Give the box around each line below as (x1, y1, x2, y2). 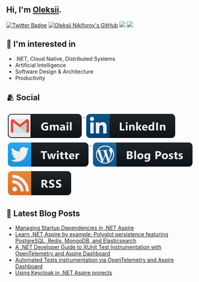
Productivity (14, 74, 45, 81)
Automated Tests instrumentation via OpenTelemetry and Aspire (14, 256, 174, 264)
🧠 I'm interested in (6, 39, 76, 49)
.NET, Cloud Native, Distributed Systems (14, 55, 116, 62)
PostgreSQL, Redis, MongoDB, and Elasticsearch (14, 237, 137, 245)
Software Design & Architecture (14, 67, 93, 75)
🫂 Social (6, 93, 40, 103)
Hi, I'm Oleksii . (6, 5, 62, 15)
